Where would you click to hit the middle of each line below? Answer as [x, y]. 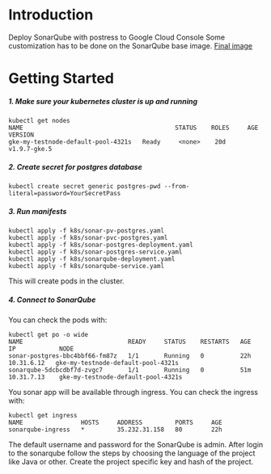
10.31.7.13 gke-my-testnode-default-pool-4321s [95, 377]
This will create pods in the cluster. [66, 281]
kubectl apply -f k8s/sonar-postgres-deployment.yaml [101, 245]
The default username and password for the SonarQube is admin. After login [136, 445]
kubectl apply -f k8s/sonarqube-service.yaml [86, 266]
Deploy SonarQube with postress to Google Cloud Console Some [116, 37]
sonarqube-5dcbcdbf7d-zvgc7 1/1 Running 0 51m [130, 370]
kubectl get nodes [39, 121]
